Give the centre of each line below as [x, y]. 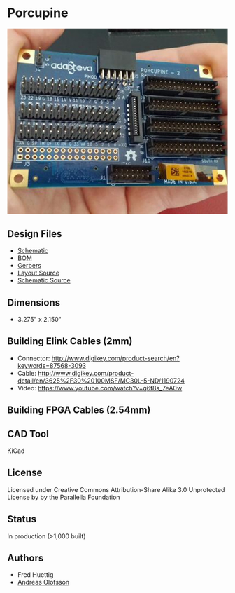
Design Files [35, 234]
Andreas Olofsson [43, 582]
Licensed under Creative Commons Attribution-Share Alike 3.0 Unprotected [116, 489]
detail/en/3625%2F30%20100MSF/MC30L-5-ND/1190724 [101, 381]
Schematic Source [44, 280]
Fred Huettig [35, 575]
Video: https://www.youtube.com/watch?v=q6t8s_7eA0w [100, 388]
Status [22, 519]
